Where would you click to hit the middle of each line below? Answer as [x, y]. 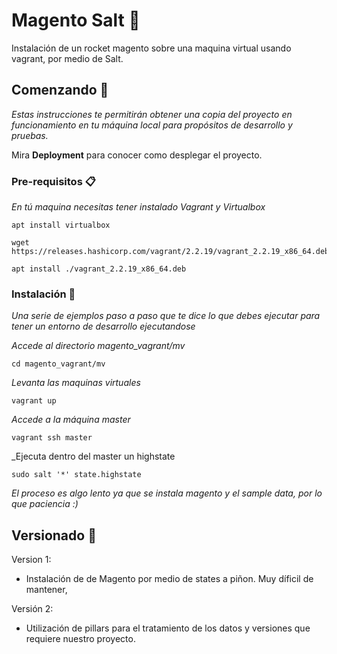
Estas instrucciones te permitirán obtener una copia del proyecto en [152, 114]
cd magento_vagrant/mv [58, 364]
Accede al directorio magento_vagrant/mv [98, 346]
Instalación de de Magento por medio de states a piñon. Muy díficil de [169, 579]
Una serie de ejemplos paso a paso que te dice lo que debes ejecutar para [166, 316]
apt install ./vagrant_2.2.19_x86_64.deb [99, 269]
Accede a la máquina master [71, 420]
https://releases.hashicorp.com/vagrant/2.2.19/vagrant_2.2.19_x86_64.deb [170, 252]
